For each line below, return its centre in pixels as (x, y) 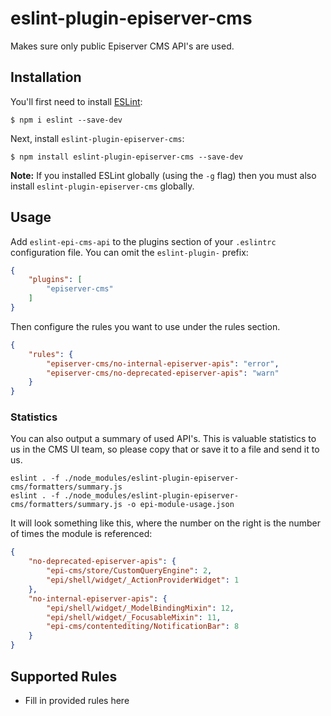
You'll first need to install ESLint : (76, 101)
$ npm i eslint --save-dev (66, 120)
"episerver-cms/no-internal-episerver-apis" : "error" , (163, 363)
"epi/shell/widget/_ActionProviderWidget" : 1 (143, 580)
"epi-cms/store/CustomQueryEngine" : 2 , (129, 571)
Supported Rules (64, 676)
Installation (46, 77)
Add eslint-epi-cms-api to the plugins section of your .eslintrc (143, 241)
